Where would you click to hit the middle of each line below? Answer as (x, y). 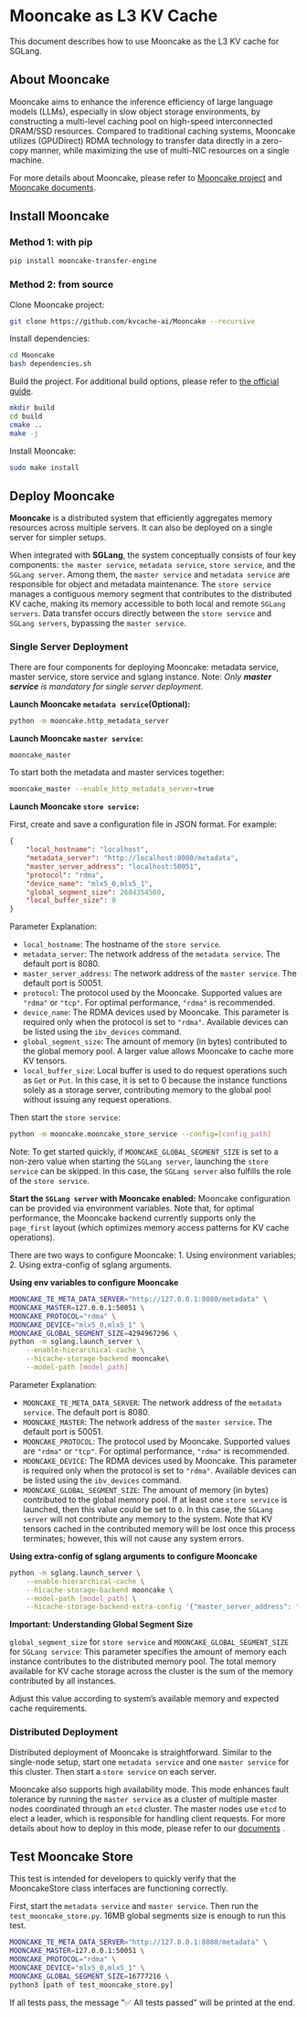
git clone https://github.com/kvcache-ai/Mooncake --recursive (132, 321)
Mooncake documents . (53, 187)
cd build (26, 417)
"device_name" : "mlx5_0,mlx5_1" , (90, 883)
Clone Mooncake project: (57, 304)
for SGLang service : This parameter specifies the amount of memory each (148, 1652)
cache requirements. (48, 1708)
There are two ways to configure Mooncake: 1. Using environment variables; (153, 1255)
